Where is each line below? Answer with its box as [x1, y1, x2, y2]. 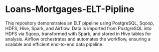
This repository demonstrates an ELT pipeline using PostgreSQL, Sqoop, [5, 20, 154, 26]
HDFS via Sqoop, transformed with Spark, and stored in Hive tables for [5, 30, 151, 36]
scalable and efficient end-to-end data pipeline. [5, 41, 104, 47]
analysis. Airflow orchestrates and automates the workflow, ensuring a [5, 36, 151, 42]
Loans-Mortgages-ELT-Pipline [5, 3, 134, 15]
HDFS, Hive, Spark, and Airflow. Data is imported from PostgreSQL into [5, 25, 152, 31]
